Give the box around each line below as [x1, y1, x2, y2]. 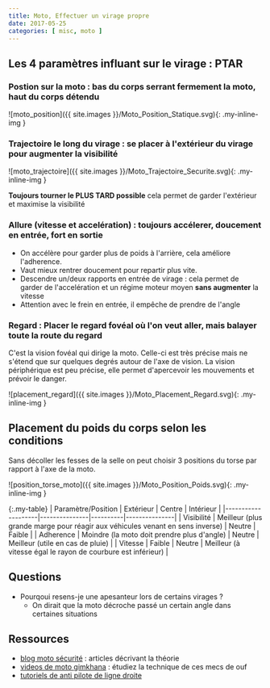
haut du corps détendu [8, 90, 100, 102]
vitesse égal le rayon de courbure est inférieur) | [8, 547, 168, 556]
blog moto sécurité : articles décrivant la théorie [19, 653, 180, 663]
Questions [8, 570, 62, 584]
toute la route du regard [8, 329, 103, 341]
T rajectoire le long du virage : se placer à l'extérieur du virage [8, 138, 254, 149]
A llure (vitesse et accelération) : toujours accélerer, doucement [8, 220, 262, 231]
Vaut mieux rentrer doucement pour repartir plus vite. [19, 265, 197, 275]
